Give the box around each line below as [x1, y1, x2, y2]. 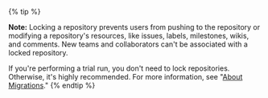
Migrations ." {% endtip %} [8, 80, 96, 90]
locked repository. [8, 48, 68, 57]
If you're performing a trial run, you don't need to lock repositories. [8, 63, 230, 73]
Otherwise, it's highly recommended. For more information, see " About [8, 72, 243, 81]
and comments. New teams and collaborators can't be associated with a [8, 39, 248, 49]
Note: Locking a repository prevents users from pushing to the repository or [8, 22, 260, 31]
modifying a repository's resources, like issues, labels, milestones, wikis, [8, 31, 249, 40]
